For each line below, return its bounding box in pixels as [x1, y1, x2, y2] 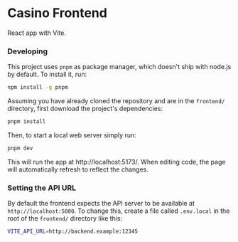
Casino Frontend [7, 5, 108, 21]
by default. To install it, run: [7, 70, 87, 79]
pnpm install [7, 118, 46, 125]
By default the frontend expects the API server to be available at [7, 199, 195, 208]
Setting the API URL [7, 183, 77, 193]
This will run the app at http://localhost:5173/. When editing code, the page [7, 157, 226, 166]
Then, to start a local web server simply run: [7, 130, 136, 140]
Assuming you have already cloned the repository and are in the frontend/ [7, 97, 225, 105]
